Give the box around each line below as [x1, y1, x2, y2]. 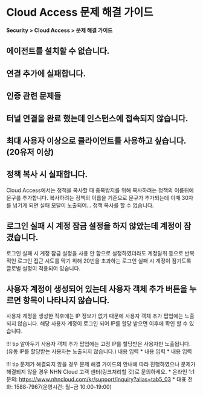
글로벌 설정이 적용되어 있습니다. [6, 264, 81, 272]
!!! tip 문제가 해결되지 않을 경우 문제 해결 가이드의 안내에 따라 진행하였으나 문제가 [6, 360, 196, 368]
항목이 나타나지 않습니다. [22, 295, 110, 305]
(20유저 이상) [6, 147, 54, 157]
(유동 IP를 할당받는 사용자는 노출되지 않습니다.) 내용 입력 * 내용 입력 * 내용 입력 [6, 348, 192, 355]
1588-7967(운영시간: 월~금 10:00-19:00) [14, 383, 112, 391]
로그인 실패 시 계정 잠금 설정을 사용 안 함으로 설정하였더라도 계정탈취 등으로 [6, 249, 184, 257]
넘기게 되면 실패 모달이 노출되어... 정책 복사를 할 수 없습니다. [12, 202, 154, 209]
